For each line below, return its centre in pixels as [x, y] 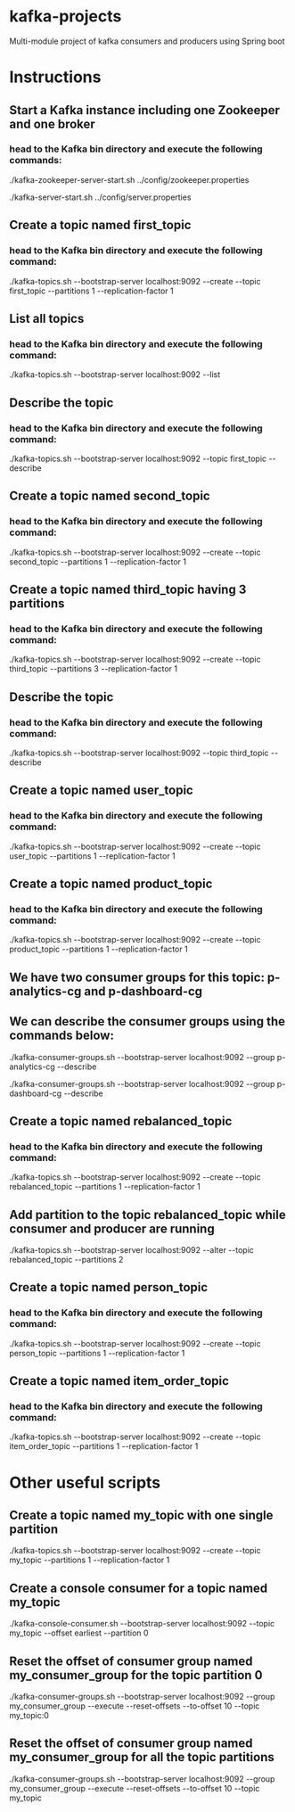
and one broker [52, 124]
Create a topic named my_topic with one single [141, 1515]
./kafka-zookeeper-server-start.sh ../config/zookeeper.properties [129, 179]
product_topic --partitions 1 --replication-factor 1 [99, 949]
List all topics [47, 318]
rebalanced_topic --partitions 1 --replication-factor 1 [105, 1187]
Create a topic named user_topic [101, 791]
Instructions [55, 77]
